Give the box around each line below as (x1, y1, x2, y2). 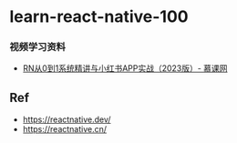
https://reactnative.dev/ (22, 114, 111, 125)
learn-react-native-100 (9, 6, 189, 27)
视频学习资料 (9, 41, 67, 54)
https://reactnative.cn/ (22, 124, 108, 135)
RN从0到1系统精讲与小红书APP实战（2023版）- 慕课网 (22, 63, 228, 74)
